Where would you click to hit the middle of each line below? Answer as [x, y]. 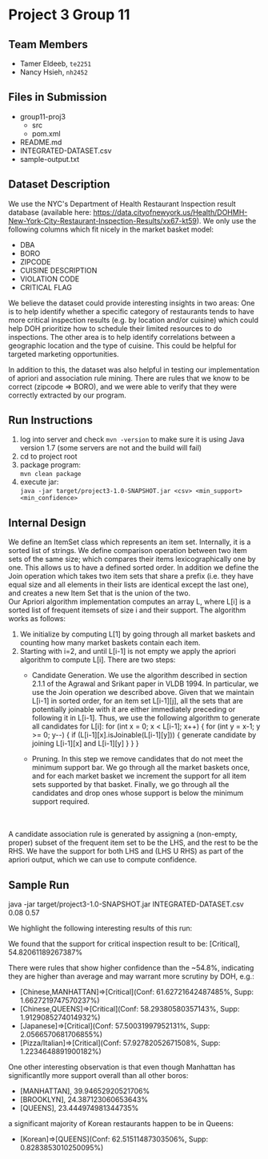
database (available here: [50, 212]
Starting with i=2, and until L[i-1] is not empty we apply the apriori [128, 652]
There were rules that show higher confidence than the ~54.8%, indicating [131, 968]
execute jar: [39, 482]
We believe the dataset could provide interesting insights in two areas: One [132, 303]
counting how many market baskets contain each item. [110, 643]
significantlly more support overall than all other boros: [98, 1076]
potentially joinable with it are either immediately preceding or [134, 709]
